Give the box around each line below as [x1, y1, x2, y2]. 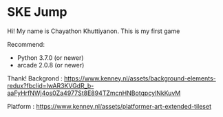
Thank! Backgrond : [7, 74, 63, 83]
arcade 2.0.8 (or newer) [17, 61, 85, 69]
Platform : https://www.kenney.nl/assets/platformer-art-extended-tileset [7, 102, 212, 110]
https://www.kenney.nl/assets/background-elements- [64, 74, 216, 83]
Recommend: [7, 40, 45, 48]
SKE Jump [7, 4, 67, 20]
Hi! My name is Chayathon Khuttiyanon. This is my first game [7, 27, 180, 35]
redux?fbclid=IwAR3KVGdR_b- [7, 81, 94, 89]
